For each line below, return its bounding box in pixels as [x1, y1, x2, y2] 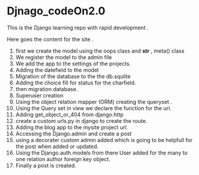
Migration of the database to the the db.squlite [15, 73, 131, 80]
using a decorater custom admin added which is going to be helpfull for [15, 136, 193, 143]
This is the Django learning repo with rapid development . [7, 24, 149, 31]
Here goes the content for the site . [7, 35, 94, 43]
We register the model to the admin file [15, 53, 112, 61]
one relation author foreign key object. [15, 155, 111, 162]
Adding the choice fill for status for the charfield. [15, 79, 136, 86]
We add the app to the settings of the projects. [15, 60, 131, 67]
